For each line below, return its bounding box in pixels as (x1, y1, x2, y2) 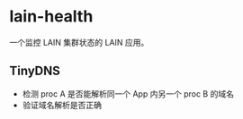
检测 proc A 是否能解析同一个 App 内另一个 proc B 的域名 (22, 88, 234, 99)
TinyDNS (9, 64, 61, 79)
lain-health (9, 6, 94, 27)
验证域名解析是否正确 (22, 99, 102, 110)
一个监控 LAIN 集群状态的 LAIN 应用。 (9, 37, 149, 47)
